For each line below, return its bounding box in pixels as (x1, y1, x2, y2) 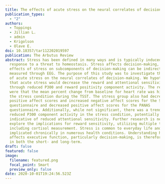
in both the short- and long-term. (9, 139, 82, 145)
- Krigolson (9, 39, 34, 44)
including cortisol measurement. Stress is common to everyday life (9, 126, 153, 131)
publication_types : (5, 12, 45, 17)
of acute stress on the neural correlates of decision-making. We (9, 76, 148, 80)
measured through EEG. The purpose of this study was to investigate (9, 71, 155, 76)
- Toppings (9, 26, 32, 30)
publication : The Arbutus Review (5, 53, 74, 58)
